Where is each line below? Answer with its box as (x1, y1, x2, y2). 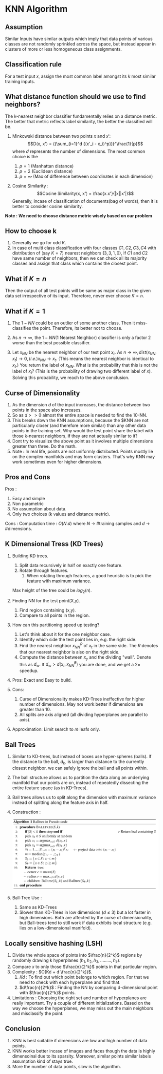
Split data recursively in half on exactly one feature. (19, 562, 123, 568)
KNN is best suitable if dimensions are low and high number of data (12, 1037, 147, 1043)
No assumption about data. (12, 505, 67, 511)
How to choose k (5, 227, 57, 235)
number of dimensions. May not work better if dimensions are (19, 701, 144, 707)
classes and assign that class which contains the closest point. (12, 260, 138, 267)
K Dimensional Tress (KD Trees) (5, 540, 104, 548)
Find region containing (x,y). (19, 607, 76, 613)
